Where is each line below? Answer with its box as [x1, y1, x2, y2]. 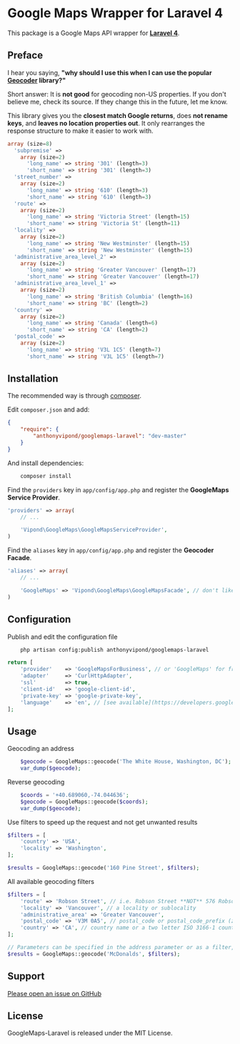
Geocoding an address [7, 745, 75, 753]
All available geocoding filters [7, 877, 95, 885]
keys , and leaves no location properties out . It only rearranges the [7, 119, 205, 127]
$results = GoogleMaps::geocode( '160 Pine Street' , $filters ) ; [7, 865, 200, 872]
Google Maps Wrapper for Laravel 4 [7, 5, 224, 21]
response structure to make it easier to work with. [7, 126, 154, 135]
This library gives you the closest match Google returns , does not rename [7, 111, 229, 119]
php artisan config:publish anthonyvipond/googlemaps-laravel [20, 646, 209, 653]
